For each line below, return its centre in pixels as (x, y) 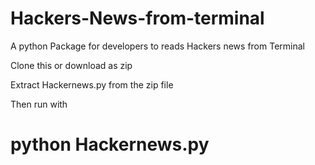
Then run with (39, 104)
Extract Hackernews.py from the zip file (92, 84)
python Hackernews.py (110, 144)
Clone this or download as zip (71, 65)
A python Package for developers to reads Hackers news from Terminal (157, 46)
